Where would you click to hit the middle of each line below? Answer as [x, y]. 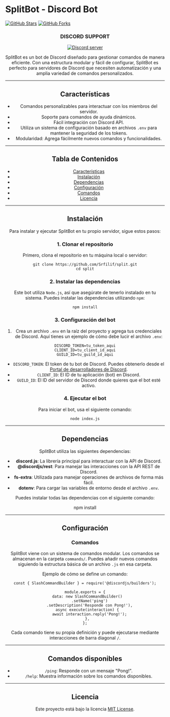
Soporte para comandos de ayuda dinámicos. [89, 117]
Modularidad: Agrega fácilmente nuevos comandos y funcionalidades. [89, 139]
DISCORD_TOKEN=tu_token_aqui [85, 346]
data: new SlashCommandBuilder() [88, 597]
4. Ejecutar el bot [85, 398]
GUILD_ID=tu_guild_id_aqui [85, 354]
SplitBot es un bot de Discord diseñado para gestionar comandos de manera [85, 57]
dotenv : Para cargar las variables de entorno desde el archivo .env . [89, 488]
